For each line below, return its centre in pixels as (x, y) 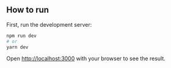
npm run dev (21, 36)
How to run (28, 10)
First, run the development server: (49, 24)
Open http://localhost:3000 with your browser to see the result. (86, 59)
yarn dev (17, 47)
